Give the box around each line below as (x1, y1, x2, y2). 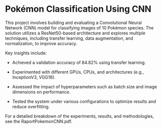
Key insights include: (5, 50, 47, 56)
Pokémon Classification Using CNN (5, 3, 152, 15)
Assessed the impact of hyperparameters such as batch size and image (12, 83, 158, 89)
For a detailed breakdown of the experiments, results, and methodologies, (5, 113, 154, 119)
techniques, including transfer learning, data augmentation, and (5, 35, 134, 41)
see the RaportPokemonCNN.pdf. (5, 118, 72, 124)
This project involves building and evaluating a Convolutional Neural (5, 20, 142, 26)
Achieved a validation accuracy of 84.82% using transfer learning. (12, 59, 146, 65)
